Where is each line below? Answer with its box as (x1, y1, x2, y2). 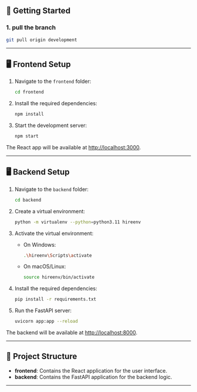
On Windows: (23, 241, 56, 248)
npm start (14, 133, 39, 139)
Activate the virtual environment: (14, 230, 94, 237)
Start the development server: (14, 122, 87, 129)
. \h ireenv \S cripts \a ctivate (23, 252, 92, 259)
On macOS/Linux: (23, 263, 66, 270)
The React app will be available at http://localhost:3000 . (6, 144, 141, 150)
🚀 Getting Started (6, 6, 71, 16)
